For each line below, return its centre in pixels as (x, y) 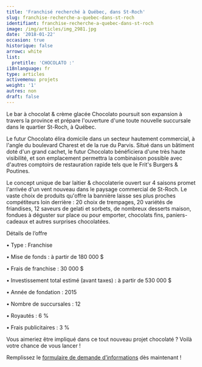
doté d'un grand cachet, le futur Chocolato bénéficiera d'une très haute (96, 151)
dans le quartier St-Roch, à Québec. (51, 127)
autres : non (21, 91)
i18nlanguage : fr (28, 68)
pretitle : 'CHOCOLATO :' (43, 63)
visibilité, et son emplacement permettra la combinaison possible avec (94, 158)
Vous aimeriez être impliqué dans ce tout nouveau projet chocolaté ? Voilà (99, 339)
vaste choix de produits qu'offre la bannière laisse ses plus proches (91, 196)
